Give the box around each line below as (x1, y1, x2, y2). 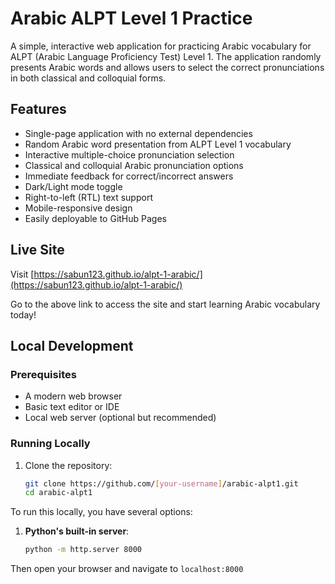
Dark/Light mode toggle (24, 180, 123, 192)
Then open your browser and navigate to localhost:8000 (10, 563, 244, 575)
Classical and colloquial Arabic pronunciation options (24, 159, 244, 171)
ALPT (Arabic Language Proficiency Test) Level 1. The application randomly (10, 50, 322, 62)
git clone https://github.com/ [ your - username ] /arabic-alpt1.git (24, 478, 299, 489)
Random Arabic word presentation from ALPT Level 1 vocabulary (24, 138, 292, 150)
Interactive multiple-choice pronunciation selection (24, 148, 235, 161)
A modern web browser (24, 390, 123, 402)
